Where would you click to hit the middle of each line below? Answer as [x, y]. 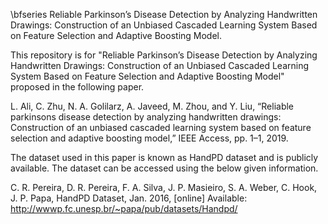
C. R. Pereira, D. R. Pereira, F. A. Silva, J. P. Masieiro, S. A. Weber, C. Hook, [164, 187]
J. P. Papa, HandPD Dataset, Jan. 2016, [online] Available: [129, 198]
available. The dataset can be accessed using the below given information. [164, 168]
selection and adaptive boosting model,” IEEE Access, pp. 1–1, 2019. [149, 138]
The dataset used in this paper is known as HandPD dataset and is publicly [164, 157]
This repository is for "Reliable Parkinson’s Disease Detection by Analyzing [164, 55]
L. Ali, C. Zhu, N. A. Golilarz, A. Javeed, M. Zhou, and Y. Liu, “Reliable [152, 106]
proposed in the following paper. [77, 87]
